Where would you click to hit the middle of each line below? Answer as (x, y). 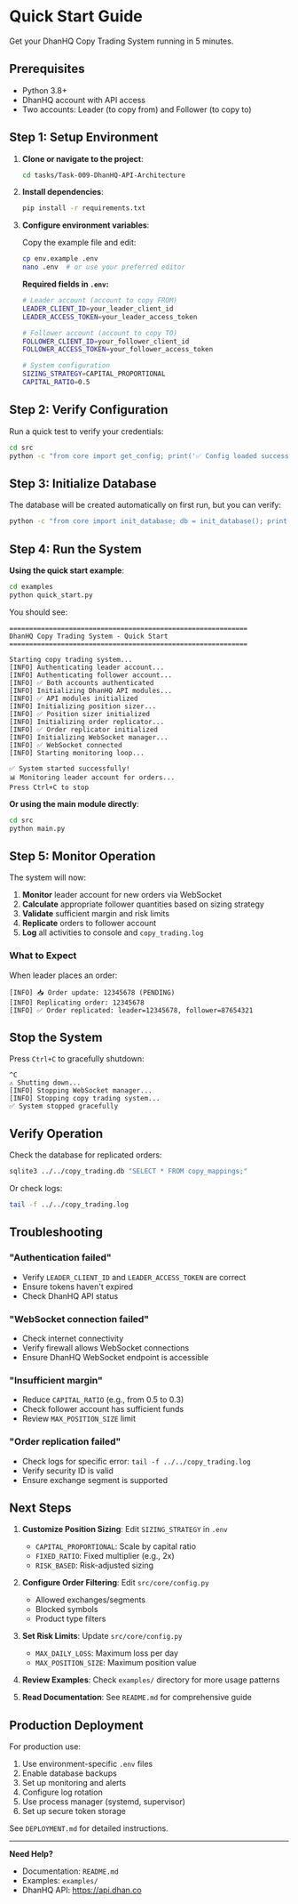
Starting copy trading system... (71, 659)
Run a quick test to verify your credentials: (86, 431)
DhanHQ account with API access (84, 100)
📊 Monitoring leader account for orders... (92, 777)
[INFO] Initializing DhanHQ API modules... (91, 690)
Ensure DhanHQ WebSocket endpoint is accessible (115, 1357)
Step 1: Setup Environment (84, 137)
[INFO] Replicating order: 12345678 (77, 1003)
